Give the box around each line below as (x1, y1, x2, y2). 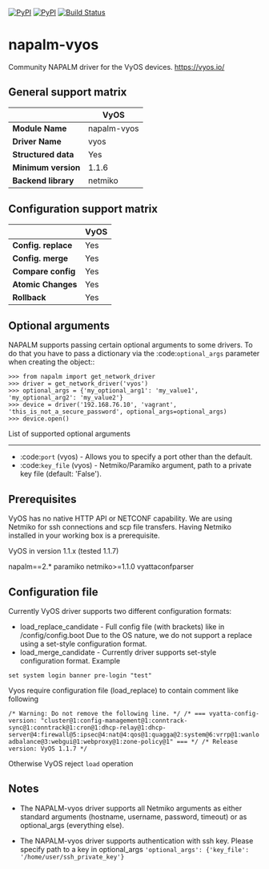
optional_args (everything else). (19, 820, 125, 830)
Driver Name (12, 136, 62, 147)
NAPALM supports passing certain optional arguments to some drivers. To (8, 340, 254, 350)
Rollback (12, 291, 46, 303)
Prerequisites (8, 492, 77, 506)
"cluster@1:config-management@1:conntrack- (40, 717, 188, 725)
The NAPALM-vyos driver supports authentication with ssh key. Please (19, 835, 254, 846)
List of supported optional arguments (8, 429, 130, 439)
